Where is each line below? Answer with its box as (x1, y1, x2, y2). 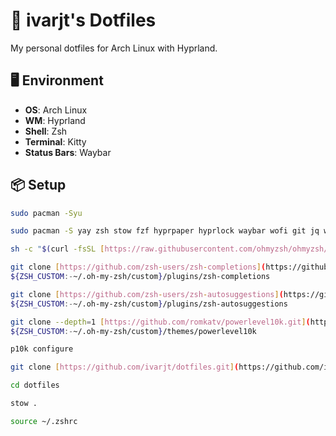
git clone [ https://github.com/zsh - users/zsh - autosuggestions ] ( (10, 289, 284, 299)
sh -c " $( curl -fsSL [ (10, 244, 105, 254)
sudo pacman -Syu (10, 208, 83, 218)
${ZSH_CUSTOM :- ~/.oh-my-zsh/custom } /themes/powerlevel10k (10, 326, 257, 336)
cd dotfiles (10, 380, 60, 391)
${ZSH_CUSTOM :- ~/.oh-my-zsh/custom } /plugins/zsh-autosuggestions (10, 299, 288, 309)
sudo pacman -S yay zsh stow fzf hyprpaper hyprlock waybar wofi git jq (10, 226, 320, 236)
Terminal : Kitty (24, 135, 87, 148)
